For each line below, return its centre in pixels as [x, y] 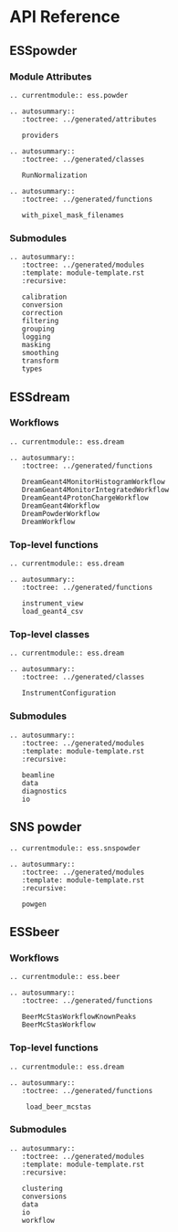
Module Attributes [51, 77]
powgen [34, 904]
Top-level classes [49, 635]
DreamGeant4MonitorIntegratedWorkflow [95, 490]
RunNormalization [55, 175]
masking [36, 345]
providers [40, 135]
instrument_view [52, 604]
